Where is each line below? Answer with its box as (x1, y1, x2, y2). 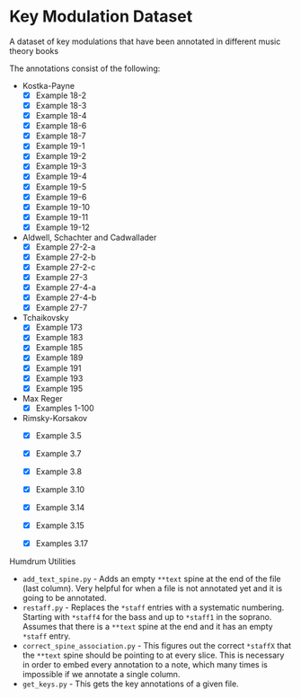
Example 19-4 (35, 171, 87, 181)
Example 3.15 (35, 520, 84, 531)
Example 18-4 (35, 110, 87, 121)
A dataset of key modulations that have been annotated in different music (9, 36, 281, 47)
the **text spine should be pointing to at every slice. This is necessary (22, 649, 285, 661)
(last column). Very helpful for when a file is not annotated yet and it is (22, 583, 283, 594)
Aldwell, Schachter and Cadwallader (22, 232, 157, 243)
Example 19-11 (35, 211, 89, 222)
